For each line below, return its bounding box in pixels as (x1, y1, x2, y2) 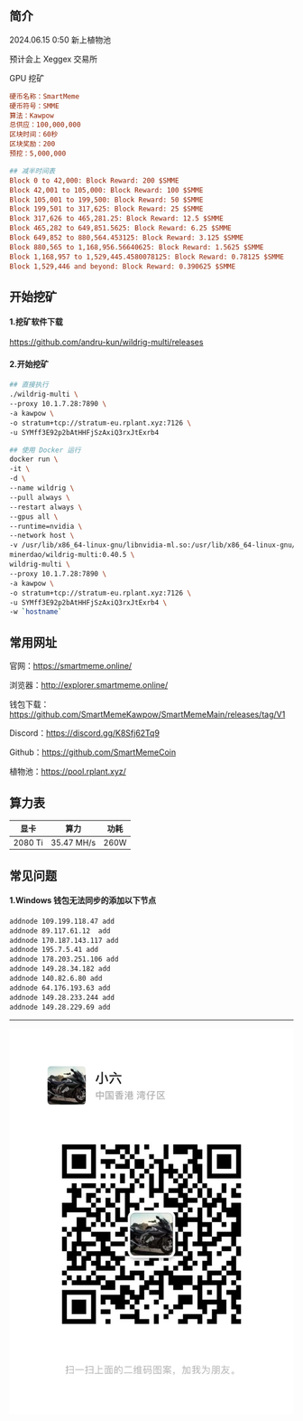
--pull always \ (9, 493, 70, 502)
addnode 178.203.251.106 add (9, 955, 119, 965)
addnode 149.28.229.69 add (9, 1002, 111, 1012)
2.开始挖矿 (9, 358, 50, 369)
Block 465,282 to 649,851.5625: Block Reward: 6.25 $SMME (9, 224, 232, 233)
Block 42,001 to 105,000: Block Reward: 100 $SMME (9, 185, 204, 194)
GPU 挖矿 (9, 72, 45, 83)
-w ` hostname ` (9, 607, 63, 616)
